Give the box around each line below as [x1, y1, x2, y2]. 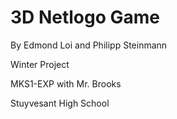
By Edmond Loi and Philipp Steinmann [10, 39, 168, 51]
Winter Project [10, 58, 70, 70]
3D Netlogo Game [10, 6, 161, 29]
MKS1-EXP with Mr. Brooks [10, 77, 122, 90]
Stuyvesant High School [10, 97, 110, 109]
